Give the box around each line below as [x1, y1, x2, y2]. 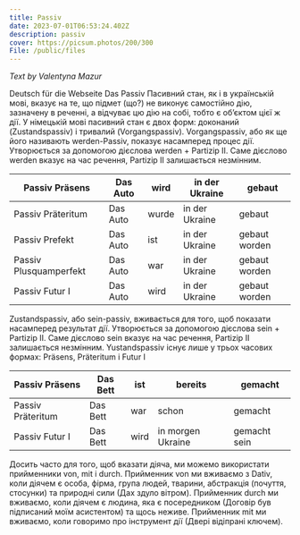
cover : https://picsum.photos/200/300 [9, 38, 154, 47]
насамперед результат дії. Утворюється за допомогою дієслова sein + [9, 323, 280, 334]
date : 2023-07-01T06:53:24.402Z [9, 21, 129, 30]
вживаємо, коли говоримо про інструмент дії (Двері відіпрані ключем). [9, 516, 284, 527]
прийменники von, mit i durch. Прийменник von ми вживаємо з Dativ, [9, 469, 273, 480]
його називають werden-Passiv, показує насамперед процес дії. [9, 136, 254, 147]
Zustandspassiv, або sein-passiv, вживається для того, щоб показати [9, 314, 271, 325]
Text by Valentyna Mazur [9, 71, 103, 81]
